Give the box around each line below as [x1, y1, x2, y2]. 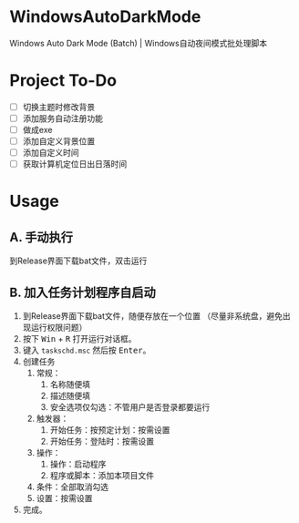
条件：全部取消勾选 [36, 481, 109, 493]
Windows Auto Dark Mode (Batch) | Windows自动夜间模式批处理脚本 [9, 37, 267, 48]
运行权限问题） [30, 322, 88, 333]
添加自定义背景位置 [22, 136, 96, 147]
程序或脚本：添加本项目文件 [49, 470, 155, 481]
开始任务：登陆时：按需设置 [49, 436, 155, 447]
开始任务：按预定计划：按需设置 [49, 425, 170, 436]
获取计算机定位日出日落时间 [22, 159, 128, 169]
